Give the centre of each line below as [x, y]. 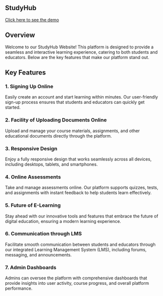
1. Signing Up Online [29, 86]
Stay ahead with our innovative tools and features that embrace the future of [82, 216]
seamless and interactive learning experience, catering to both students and [81, 52]
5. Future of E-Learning [33, 205]
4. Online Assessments [33, 177]
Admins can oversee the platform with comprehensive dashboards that [76, 278]
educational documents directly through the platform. [58, 136]
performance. [19, 288]
